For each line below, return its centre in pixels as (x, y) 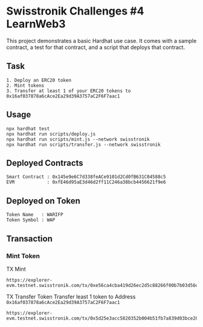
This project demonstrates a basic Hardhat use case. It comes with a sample (101, 41)
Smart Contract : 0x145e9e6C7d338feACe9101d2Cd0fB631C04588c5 (86, 177)
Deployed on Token (43, 201)
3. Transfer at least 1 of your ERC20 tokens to (69, 91)
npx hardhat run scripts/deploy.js (51, 134)
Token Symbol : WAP (31, 220)
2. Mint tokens (25, 85)
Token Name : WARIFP (35, 215)
